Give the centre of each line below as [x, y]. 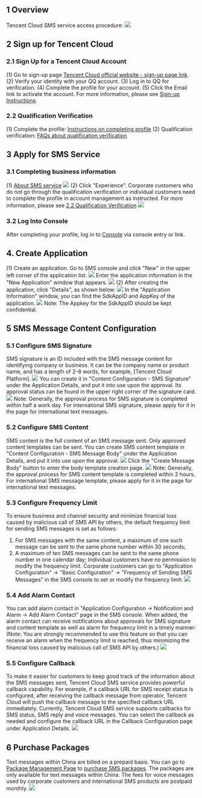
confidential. [22, 309]
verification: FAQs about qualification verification [67, 135]
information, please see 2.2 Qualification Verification [71, 205]
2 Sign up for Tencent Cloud [60, 44]
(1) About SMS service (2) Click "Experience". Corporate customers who [100, 185]
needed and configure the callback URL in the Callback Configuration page [99, 721]
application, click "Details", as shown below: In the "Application [88, 289]
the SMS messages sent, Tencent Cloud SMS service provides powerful [96, 683]
